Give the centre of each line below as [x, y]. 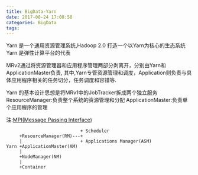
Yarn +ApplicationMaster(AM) [42, 147]
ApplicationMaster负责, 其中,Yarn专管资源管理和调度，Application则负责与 [97, 73]
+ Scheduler [95, 131]
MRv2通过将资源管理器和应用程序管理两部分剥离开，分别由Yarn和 [86, 65]
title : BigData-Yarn [32, 11]
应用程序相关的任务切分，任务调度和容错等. [64, 80]
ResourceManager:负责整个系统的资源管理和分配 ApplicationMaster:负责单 [97, 100]
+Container [33, 167]
